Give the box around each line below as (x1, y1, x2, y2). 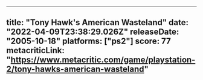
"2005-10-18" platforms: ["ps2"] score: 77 (6, 36, 171, 47)
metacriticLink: (6, 45, 65, 56)
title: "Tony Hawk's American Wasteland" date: (6, 17, 189, 27)
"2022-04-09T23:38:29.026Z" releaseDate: (6, 27, 179, 37)
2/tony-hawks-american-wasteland (6, 64, 144, 75)
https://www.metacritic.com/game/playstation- (10, 55, 196, 65)
